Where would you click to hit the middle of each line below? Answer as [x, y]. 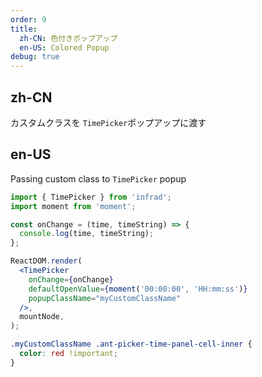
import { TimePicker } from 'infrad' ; [91, 197]
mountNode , [42, 317]
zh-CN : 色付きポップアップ [68, 38]
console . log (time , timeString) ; [87, 234]
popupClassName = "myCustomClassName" [105, 298]
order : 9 [28, 19]
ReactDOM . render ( [46, 261]
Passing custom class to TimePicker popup [98, 178]
